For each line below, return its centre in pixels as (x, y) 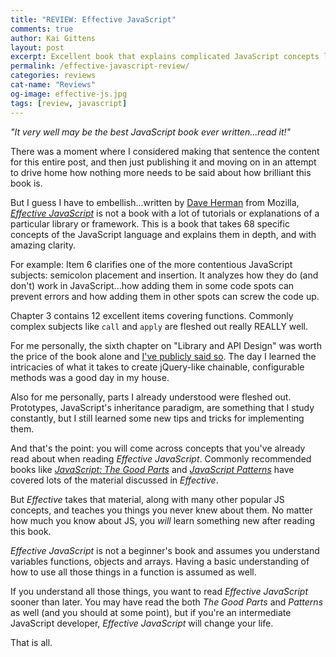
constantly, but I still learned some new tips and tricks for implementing (157, 418)
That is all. (31, 642)
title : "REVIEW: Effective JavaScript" (93, 19)
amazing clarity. (43, 245)
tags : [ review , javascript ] (69, 103)
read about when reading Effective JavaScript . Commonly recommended (161, 458)
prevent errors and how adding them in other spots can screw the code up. (165, 296)
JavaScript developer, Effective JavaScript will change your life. (142, 623)
